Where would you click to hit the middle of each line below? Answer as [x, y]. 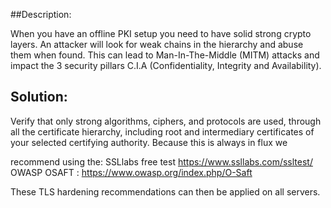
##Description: [41, 14]
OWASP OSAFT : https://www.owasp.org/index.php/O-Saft [131, 172]
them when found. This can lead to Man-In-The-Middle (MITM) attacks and [165, 55]
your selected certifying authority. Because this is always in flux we [149, 142]
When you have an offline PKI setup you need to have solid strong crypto [161, 33]
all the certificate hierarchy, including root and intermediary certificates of [162, 131]
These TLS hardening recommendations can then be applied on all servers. [165, 191]
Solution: [39, 97]
